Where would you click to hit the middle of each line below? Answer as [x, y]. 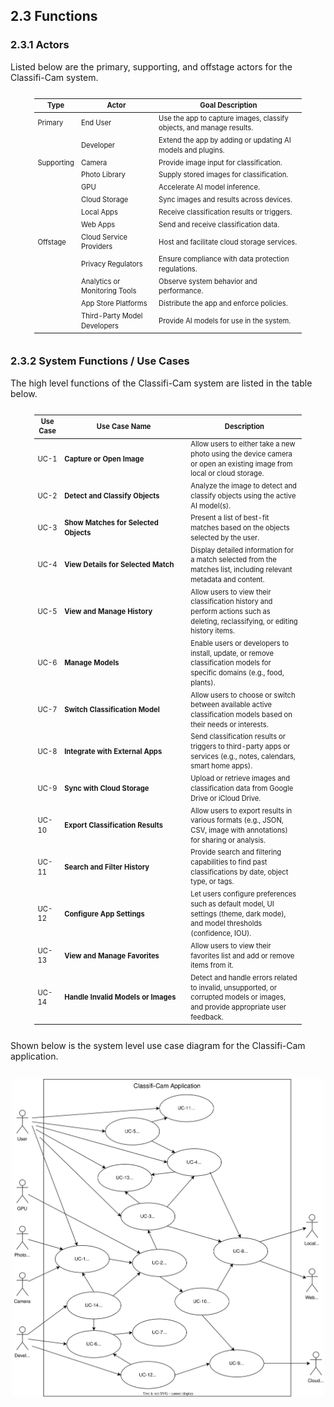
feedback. [207, 1017]
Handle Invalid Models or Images [120, 997]
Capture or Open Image [104, 459]
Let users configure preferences [243, 894]
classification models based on [241, 714]
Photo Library [103, 175]
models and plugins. [191, 150]
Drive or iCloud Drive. [226, 798]
